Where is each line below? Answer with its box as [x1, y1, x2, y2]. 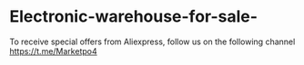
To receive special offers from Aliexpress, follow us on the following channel [9, 36, 296, 47]
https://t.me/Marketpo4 [9, 45, 97, 56]
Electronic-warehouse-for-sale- [9, 6, 258, 27]
